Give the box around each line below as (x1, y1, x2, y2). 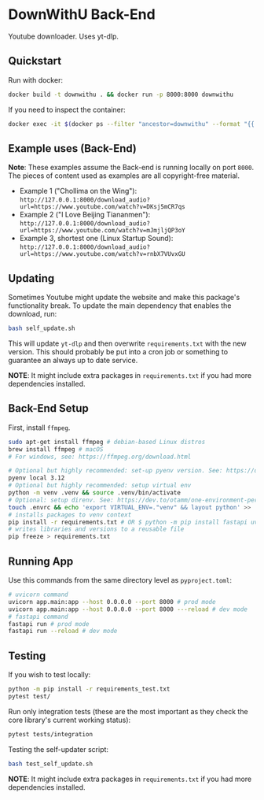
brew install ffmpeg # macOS (8, 445, 104, 454)
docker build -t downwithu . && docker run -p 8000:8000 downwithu (8, 91, 234, 98)
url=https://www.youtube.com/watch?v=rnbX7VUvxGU (19, 250, 186, 258)
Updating (8, 272, 55, 285)
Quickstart (8, 54, 62, 68)
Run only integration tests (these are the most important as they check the (8, 706, 249, 716)
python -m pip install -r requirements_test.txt (8, 685, 170, 694)
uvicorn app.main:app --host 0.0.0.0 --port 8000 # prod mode (8, 598, 216, 606)
